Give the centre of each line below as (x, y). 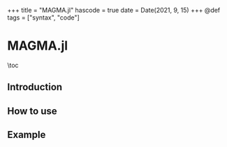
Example (27, 135)
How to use (32, 111)
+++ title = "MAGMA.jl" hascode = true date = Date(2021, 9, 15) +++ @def (114, 10)
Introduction (35, 87)
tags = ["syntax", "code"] (44, 17)
